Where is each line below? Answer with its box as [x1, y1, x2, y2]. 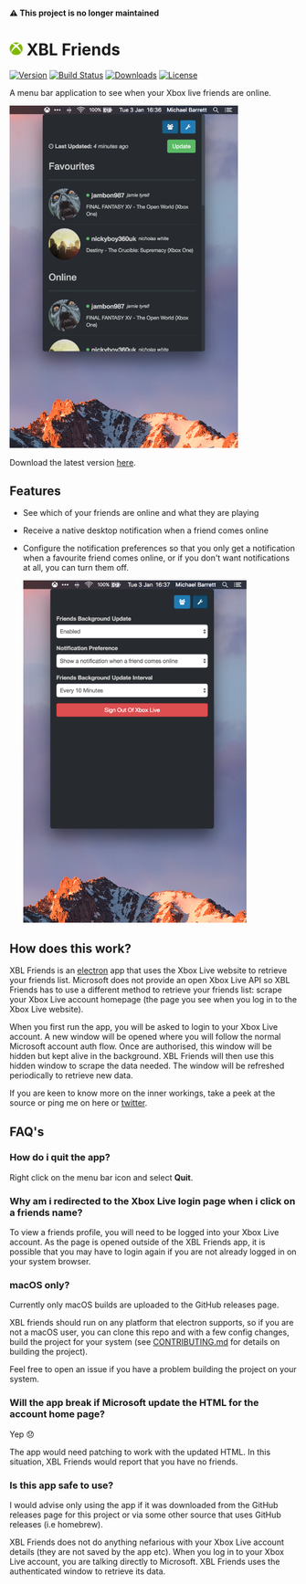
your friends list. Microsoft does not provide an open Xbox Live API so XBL [9, 975, 290, 986]
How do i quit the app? [9, 1151, 111, 1164]
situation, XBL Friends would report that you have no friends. [9, 1456, 238, 1467]
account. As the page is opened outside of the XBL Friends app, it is [9, 1237, 266, 1248]
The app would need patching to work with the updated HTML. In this [9, 1446, 271, 1457]
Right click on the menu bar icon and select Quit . [9, 1171, 194, 1182]
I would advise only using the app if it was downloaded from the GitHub [9, 1500, 279, 1511]
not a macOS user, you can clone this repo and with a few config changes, [9, 1327, 290, 1337]
